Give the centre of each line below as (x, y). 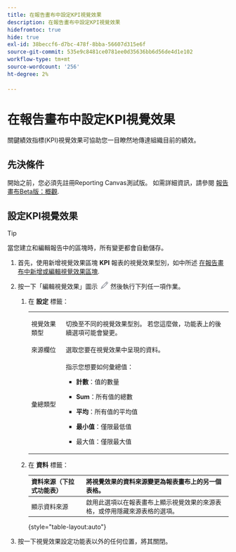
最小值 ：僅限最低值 (104, 427)
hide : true (23, 37)
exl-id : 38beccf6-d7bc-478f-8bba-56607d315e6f (77, 45)
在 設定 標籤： (48, 302)
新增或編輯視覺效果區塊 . (65, 271)
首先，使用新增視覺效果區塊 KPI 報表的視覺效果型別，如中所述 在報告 (117, 263)
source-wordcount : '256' (44, 67)
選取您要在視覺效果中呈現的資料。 (115, 350)
